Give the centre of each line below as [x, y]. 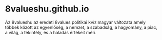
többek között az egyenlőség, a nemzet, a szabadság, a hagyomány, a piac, [81, 27]
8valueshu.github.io [47, 9]
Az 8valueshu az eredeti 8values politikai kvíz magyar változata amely [75, 22]
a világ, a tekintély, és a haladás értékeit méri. [51, 32]
